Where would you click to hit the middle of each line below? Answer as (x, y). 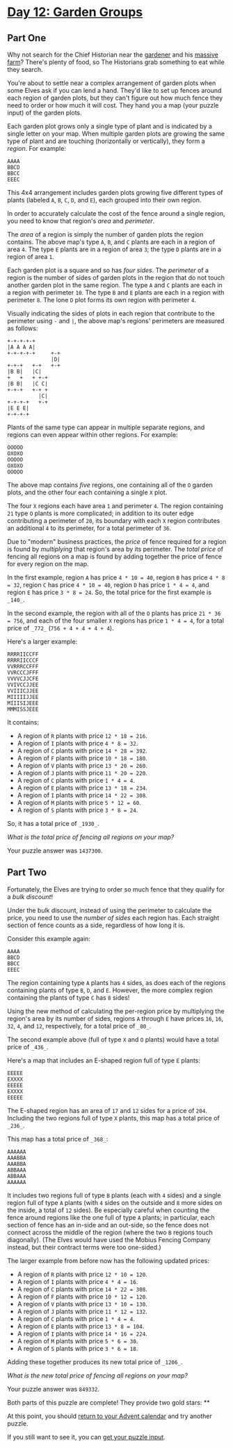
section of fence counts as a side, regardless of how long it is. (96, 925)
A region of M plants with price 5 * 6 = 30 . (78, 1340)
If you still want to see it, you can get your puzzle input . (86, 1437)
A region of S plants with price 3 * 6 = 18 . (78, 1348)
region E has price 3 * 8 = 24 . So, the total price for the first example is (110, 592)
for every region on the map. (48, 564)
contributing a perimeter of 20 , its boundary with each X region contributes (114, 520)
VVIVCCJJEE (23, 685)
